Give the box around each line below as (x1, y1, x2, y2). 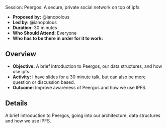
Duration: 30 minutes (12, 25, 57, 31)
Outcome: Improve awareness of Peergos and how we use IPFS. (12, 84, 147, 90)
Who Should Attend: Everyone (12, 30, 77, 36)
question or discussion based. (12, 79, 75, 85)
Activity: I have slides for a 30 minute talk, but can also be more (12, 74, 146, 80)
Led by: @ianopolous (12, 20, 57, 25)
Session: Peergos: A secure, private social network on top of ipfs (5, 5, 140, 10)
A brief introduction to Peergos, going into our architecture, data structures (5, 112, 161, 118)
